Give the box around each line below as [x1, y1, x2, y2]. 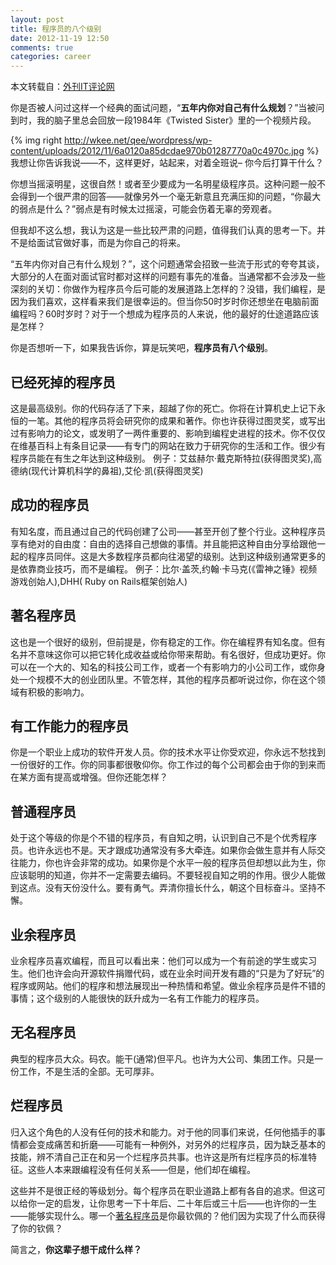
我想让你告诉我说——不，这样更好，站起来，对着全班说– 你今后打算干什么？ [10, 157, 324, 169]
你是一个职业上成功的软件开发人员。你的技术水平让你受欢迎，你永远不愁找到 [10, 746, 326, 758]
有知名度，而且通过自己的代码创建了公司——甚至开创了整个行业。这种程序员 [10, 525, 326, 537]
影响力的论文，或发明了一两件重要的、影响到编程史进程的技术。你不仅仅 [27, 427, 326, 439]
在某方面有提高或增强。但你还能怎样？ [10, 771, 168, 783]
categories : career [10, 52, 92, 62]
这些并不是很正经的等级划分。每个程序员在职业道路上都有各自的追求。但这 [10, 1184, 317, 1196]
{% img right [10, 134, 63, 146]
